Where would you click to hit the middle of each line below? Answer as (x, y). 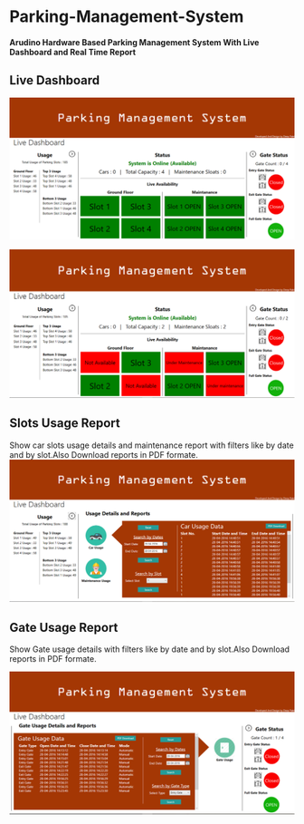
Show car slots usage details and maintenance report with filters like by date (152, 445)
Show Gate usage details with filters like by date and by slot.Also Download (150, 649)
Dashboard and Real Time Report (73, 52)
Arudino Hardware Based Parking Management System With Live (134, 42)
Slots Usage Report (65, 423)
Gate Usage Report (64, 627)
